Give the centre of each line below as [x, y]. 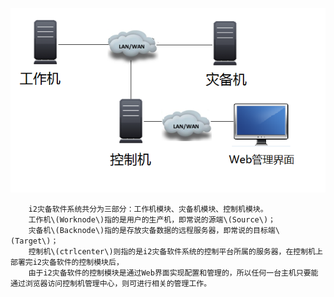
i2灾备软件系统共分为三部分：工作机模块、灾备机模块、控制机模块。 [148, 209]
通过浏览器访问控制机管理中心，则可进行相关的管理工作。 [111, 284]
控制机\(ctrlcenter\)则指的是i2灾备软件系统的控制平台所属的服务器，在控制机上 [175, 252]
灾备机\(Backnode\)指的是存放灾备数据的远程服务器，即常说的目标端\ [154, 231]
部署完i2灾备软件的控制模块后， [67, 263]
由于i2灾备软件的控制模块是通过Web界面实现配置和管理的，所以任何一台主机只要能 [173, 273]
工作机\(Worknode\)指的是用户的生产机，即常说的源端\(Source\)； [152, 220]
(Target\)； [34, 241]
